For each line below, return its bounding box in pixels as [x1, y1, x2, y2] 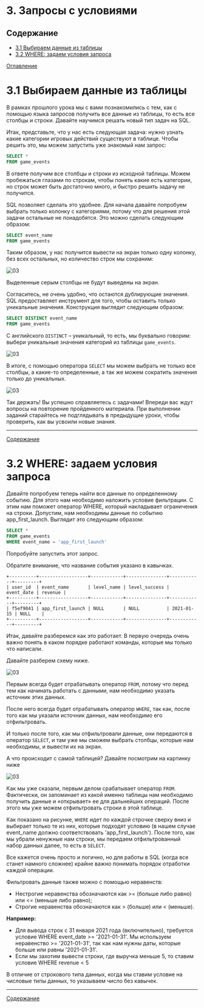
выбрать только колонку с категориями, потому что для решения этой [6, 208, 190, 215]
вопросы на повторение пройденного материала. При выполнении [6, 405, 181, 413]
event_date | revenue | [6, 589, 67, 595]
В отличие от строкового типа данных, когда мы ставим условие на [6, 970, 183, 978]
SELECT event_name [6, 232, 53, 238]
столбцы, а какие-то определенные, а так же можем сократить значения [6, 369, 197, 376]
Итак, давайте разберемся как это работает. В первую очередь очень [6, 632, 189, 639]
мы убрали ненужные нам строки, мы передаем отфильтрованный [6, 835, 181, 842]
